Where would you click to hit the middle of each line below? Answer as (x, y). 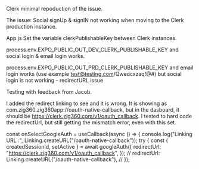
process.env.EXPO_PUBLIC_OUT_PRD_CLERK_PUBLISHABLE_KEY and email (100, 67)
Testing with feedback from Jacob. (49, 92)
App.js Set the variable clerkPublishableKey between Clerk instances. (91, 38)
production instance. (32, 27)
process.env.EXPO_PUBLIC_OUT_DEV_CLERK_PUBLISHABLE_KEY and (92, 50)
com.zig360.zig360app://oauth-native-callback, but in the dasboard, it (93, 110)
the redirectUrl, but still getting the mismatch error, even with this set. (91, 122)
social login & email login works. (46, 56)
